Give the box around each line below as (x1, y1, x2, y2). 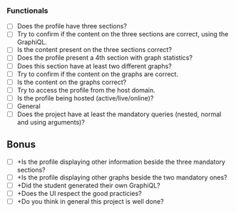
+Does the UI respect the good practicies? (16, 189, 142, 197)
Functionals (6, 6, 48, 16)
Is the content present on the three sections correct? (16, 46, 173, 54)
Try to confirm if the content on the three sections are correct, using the (16, 30, 229, 38)
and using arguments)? (16, 118, 85, 126)
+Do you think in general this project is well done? (16, 197, 165, 206)
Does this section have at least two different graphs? (16, 61, 172, 70)
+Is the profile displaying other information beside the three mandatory (16, 157, 226, 166)
